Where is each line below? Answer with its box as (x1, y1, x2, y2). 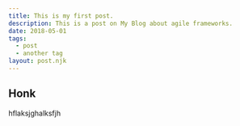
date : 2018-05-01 (8, 27, 67, 35)
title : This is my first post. (8, 11, 114, 20)
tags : (8, 34, 27, 43)
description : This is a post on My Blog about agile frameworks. (8, 19, 233, 27)
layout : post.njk (8, 57, 67, 65)
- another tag (15, 49, 63, 57)
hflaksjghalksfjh (8, 108, 61, 118)
